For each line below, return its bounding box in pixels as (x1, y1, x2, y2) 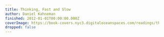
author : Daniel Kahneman (5, 12, 56, 16)
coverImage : (5, 20, 29, 25)
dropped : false (5, 25, 36, 30)
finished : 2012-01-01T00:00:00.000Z (5, 16, 80, 21)
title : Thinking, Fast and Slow (5, 7, 71, 12)
